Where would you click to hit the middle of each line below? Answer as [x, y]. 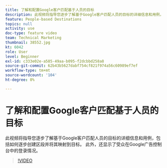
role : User [17, 52]
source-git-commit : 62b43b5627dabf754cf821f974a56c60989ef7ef [71, 66]
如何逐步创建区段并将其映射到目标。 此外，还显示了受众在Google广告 [81, 144]
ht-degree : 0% [20, 80]
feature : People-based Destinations [43, 19]
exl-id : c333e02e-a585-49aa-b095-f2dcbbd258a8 [55, 61]
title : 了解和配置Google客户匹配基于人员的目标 [50, 10]
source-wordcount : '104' [31, 75]
